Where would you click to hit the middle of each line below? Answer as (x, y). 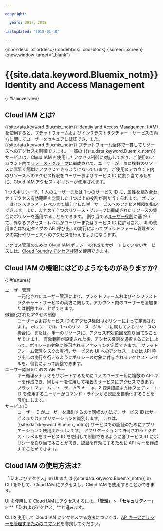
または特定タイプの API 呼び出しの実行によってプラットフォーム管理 (77, 229)
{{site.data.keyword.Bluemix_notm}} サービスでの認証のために (80, 424)
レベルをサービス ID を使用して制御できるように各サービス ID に (90, 436)
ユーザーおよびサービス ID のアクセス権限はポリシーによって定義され (86, 321)
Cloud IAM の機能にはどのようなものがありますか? (81, 268)
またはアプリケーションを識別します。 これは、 (73, 418)
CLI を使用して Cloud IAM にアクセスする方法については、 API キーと (73, 517)
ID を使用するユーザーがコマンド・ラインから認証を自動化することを (86, 394)
